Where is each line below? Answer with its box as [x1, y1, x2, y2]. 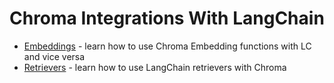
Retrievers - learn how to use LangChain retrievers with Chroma [23, 61, 287, 73]
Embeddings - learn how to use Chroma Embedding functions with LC [23, 40, 312, 52]
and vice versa [23, 50, 86, 62]
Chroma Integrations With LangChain [9, 7, 325, 30]
